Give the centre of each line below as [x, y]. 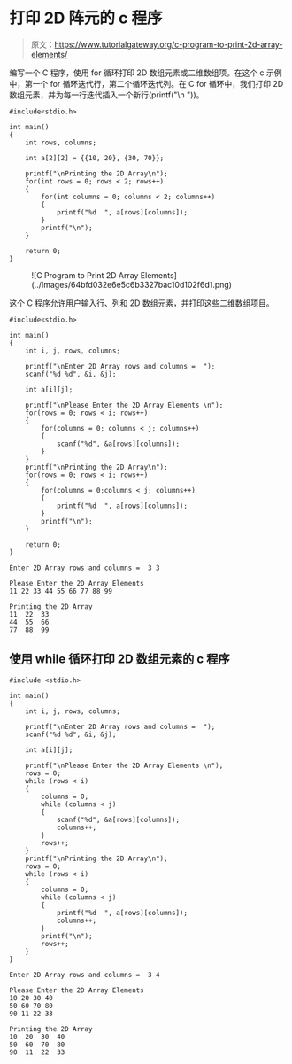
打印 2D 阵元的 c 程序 [86, 18]
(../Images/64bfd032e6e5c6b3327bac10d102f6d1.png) [132, 284]
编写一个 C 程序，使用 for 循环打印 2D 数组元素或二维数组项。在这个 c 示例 [146, 73]
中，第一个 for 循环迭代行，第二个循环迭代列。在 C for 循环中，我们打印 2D [146, 83]
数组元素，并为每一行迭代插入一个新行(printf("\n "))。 [107, 95]
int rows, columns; [61, 143]
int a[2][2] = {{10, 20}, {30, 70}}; [95, 158]
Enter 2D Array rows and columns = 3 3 [85, 568]
